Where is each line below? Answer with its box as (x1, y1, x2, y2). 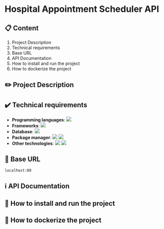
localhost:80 (4, 168, 32, 173)
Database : (11, 129, 34, 135)
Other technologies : (11, 140, 54, 147)
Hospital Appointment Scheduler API (4, 3, 160, 15)
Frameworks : (11, 123, 40, 129)
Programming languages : (11, 117, 65, 123)
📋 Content (4, 24, 39, 32)
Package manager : (11, 135, 52, 141)
